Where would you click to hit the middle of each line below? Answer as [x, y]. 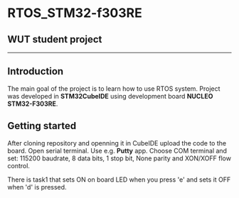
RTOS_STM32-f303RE [75, 13]
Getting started [42, 126]
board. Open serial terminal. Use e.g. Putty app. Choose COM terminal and [117, 150]
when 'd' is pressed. [37, 187]
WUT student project [55, 39]
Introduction [36, 71]
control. [19, 165]
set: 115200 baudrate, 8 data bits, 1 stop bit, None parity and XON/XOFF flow [119, 158]
